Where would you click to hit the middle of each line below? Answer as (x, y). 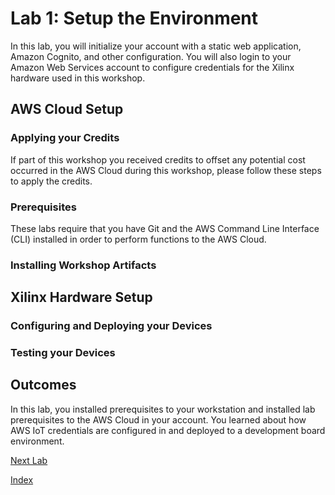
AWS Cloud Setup (67, 109)
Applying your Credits (65, 138)
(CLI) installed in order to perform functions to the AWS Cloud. (138, 239)
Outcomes (43, 385)
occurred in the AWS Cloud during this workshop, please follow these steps (166, 170)
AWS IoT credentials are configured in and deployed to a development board (168, 430)
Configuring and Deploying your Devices (111, 326)
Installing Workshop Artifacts (83, 265)
